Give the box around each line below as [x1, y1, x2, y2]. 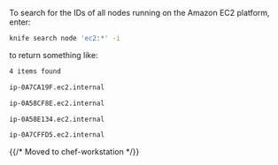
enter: [9, 17, 31, 27]
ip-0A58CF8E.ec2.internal [9, 99, 104, 108]
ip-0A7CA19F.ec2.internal [9, 83, 104, 92]
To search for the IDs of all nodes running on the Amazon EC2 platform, [9, 8, 270, 18]
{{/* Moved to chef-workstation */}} [9, 146, 140, 157]
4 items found [9, 66, 62, 76]
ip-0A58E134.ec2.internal [9, 115, 104, 124]
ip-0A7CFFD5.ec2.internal [9, 131, 104, 139]
